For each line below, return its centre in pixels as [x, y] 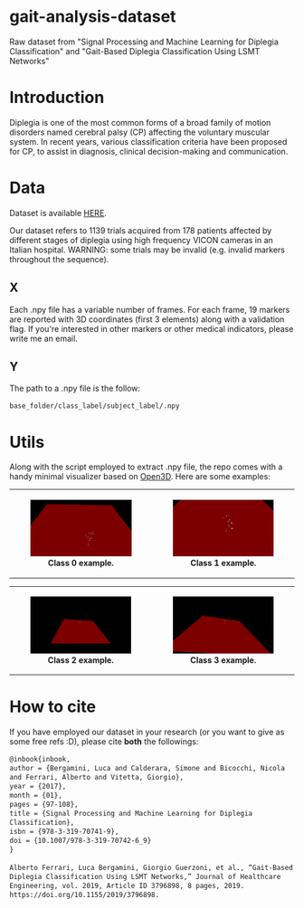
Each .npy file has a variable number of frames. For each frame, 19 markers [150, 309]
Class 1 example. [223, 563]
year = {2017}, [38, 786]
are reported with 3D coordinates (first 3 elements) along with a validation [147, 319]
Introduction [57, 98]
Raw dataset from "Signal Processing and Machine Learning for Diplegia [144, 42]
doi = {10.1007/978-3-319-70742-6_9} [81, 840]
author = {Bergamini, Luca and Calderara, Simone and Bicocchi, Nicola [147, 768]
